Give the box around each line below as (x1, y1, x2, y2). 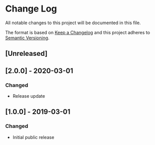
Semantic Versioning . (5, 35, 49, 41)
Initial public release (12, 134, 55, 140)
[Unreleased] (5, 49, 48, 58)
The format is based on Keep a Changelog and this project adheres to (5, 29, 150, 35)
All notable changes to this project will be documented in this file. (5, 20, 141, 26)
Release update (12, 93, 45, 99)
